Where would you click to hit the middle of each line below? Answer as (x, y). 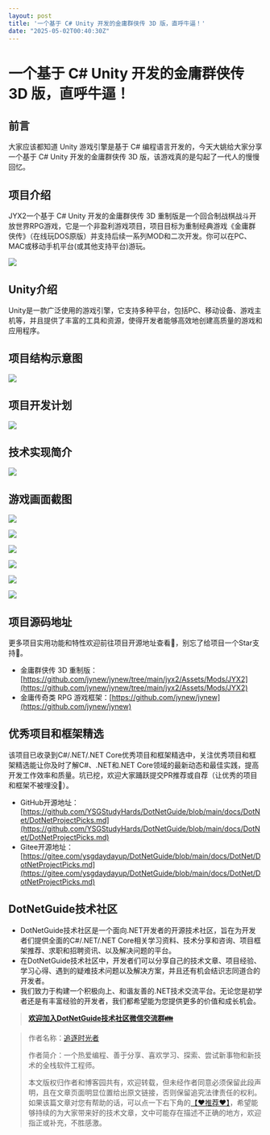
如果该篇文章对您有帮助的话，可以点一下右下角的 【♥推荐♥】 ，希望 (139, 1102)
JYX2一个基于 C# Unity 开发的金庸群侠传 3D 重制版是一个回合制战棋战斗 (129, 216)
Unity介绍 (33, 289)
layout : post (30, 16)
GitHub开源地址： (49, 802)
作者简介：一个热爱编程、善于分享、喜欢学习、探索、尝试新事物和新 (141, 1055)
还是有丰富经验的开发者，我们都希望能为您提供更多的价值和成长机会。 (143, 1001)
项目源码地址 (40, 622)
